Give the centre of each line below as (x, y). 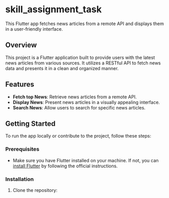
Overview (21, 45)
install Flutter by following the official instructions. (65, 166)
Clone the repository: (35, 190)
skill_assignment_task (54, 9)
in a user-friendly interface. (34, 29)
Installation (20, 179)
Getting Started (30, 124)
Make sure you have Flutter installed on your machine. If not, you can (86, 160)
